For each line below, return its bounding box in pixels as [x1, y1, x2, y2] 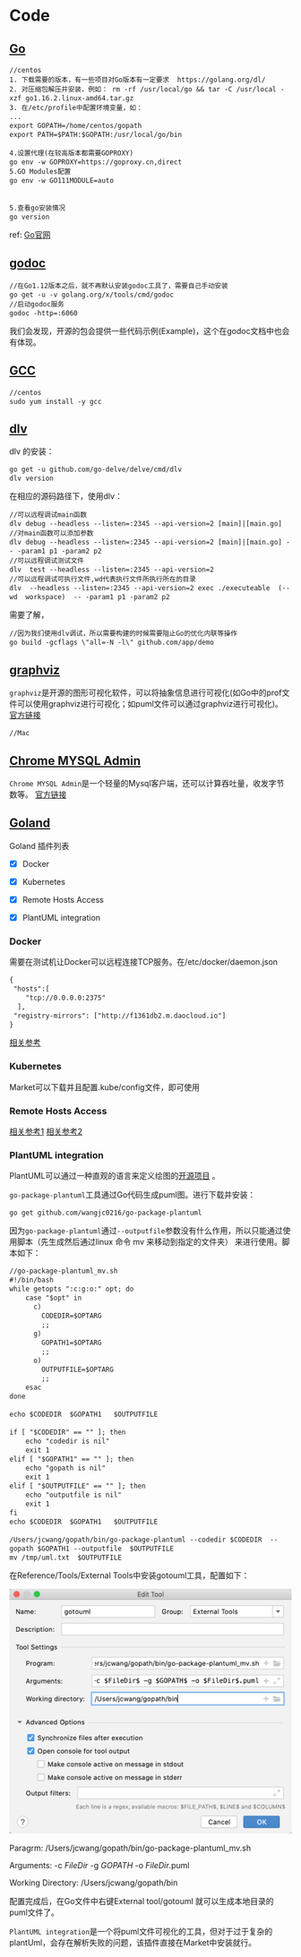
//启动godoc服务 [9, 299, 64, 309]
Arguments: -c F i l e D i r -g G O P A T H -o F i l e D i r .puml [9, 1860, 190, 1871]
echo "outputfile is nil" [25, 1490, 123, 1500]
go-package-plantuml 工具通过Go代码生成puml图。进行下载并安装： [9, 1189, 256, 1200]
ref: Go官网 [9, 229, 51, 240]
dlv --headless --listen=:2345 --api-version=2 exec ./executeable [9, 584, 271, 593]
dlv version [9, 474, 54, 484]
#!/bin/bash [9, 1275, 54, 1285]
